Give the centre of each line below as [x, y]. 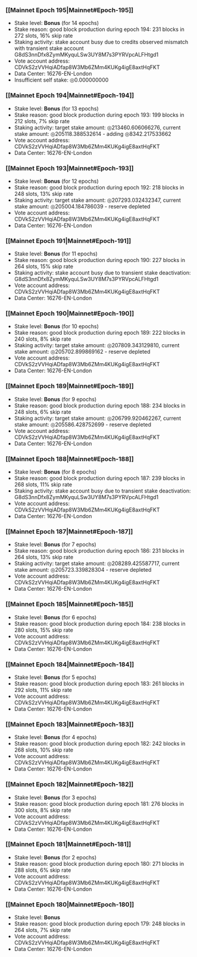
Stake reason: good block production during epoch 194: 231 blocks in [99, 29]
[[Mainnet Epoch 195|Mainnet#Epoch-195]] [70, 10]
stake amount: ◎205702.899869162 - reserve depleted [82, 352]
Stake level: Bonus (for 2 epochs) [55, 857]
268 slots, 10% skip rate [44, 750]
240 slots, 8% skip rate [43, 339]
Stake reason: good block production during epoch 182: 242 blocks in [100, 744]
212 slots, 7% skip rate [42, 121]
